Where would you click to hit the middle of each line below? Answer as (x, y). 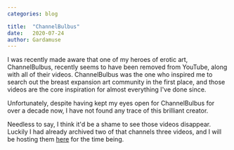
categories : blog (33, 14)
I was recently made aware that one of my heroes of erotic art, (98, 60)
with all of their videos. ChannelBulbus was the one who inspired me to (110, 75)
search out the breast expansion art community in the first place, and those (116, 82)
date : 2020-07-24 (36, 33)
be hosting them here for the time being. (66, 139)
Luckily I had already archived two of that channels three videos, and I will (115, 132)
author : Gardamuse (34, 39)
